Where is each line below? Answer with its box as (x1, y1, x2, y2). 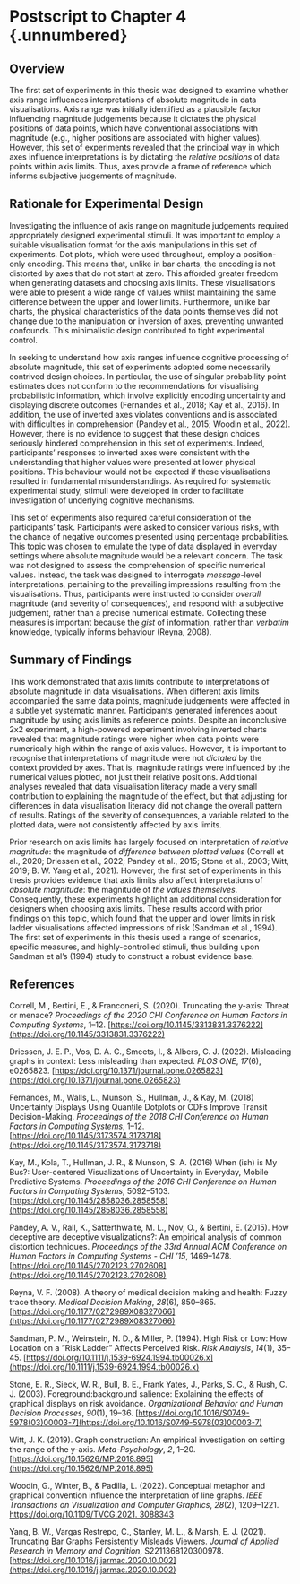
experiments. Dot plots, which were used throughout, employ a (9, 248, 242, 259)
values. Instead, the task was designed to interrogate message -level (9, 569, 261, 580)
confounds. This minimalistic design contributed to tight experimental (9, 325, 265, 335)
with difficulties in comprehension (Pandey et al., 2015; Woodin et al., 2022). (9, 419, 291, 429)
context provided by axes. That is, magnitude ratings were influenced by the (9, 762, 291, 773)
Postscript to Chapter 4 (9, 6, 187, 27)
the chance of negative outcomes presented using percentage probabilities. (9, 531, 289, 541)
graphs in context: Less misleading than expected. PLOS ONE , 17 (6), (9, 1056, 261, 1067)
